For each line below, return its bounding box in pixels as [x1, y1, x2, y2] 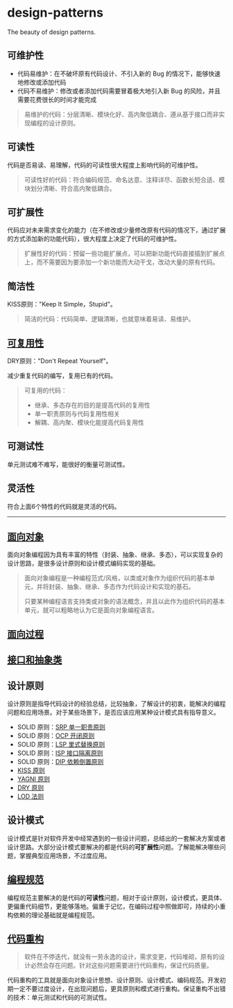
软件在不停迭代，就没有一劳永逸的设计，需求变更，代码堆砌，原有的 [24, 953, 219, 961]
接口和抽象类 [7, 654, 62, 666]
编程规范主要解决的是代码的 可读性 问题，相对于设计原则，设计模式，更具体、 [7, 893, 226, 902]
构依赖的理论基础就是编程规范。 [7, 910, 98, 919]
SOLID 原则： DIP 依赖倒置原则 [17, 758, 104, 766]
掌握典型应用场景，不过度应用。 [19, 851, 111, 860]
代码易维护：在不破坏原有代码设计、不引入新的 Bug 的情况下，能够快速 [17, 69, 221, 78]
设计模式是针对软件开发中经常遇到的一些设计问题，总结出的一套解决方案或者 [7, 834, 226, 842]
